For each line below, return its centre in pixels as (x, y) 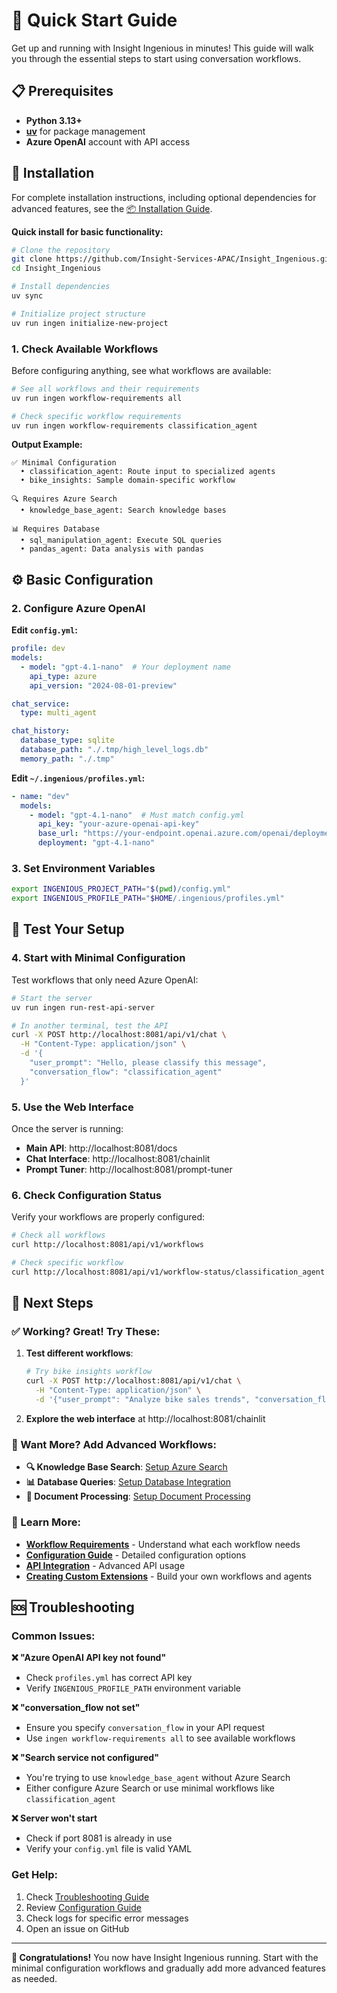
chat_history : (41, 731)
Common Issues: (53, 1636)
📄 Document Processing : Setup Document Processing (138, 1496)
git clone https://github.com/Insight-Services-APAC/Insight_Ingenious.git (172, 259)
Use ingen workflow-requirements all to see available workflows (160, 1738)
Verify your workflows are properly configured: (108, 1217)
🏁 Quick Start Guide (94, 20)
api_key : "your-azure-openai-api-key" (118, 824)
